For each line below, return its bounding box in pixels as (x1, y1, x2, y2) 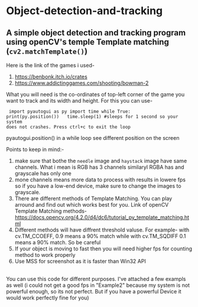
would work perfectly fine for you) (6, 294, 90, 301)
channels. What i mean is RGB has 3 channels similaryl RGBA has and (14, 164, 184, 171)
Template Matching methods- (14, 208, 87, 214)
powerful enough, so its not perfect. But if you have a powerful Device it (6, 288, 181, 295)
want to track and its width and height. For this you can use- (6, 97, 152, 104)
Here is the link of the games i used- (6, 62, 95, 68)
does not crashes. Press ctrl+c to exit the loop (6, 124, 131, 130)
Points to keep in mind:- (6, 146, 64, 153)
